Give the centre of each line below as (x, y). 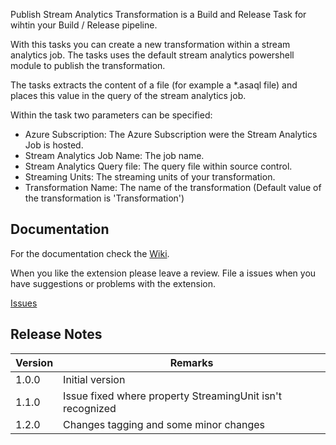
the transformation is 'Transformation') (104, 198)
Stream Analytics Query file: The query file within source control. (158, 166)
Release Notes (56, 334)
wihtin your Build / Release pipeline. (84, 25)
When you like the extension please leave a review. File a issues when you (163, 273)
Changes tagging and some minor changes (164, 424)
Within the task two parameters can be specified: (111, 115)
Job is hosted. (54, 145)
